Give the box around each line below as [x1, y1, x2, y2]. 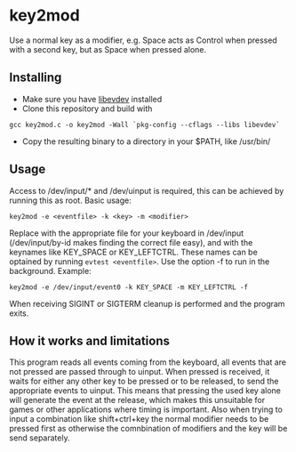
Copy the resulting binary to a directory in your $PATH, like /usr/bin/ [21, 135, 271, 147]
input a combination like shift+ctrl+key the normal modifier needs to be [9, 414, 269, 424]
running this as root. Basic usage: [9, 195, 132, 206]
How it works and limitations [9, 333, 171, 348]
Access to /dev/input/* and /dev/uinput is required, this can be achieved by [9, 185, 284, 196]
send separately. [9, 432, 70, 443]
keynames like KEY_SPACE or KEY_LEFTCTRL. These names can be [9, 246, 258, 257]
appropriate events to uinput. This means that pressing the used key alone [9, 385, 282, 396]
